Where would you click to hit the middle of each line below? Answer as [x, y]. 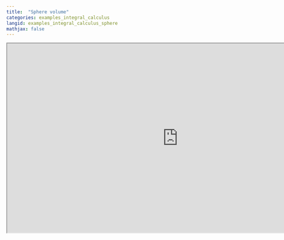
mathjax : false [25, 29]
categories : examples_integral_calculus [58, 18]
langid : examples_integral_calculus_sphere [62, 23]
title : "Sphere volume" [38, 12]
